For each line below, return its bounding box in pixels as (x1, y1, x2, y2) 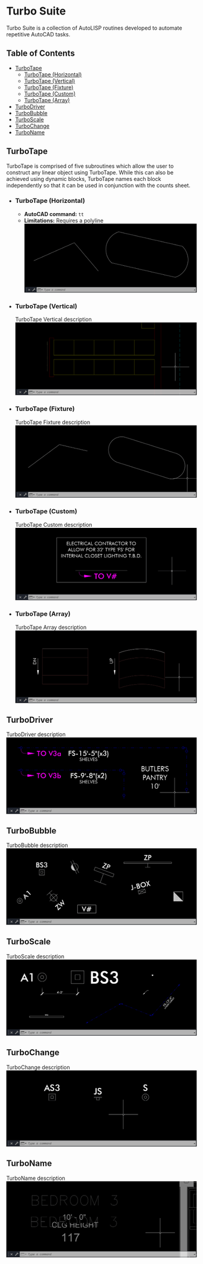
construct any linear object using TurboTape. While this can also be (6, 168, 174, 176)
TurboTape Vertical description (14, 316, 92, 323)
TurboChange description (6, 1064, 71, 1071)
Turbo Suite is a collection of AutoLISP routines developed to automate (6, 24, 182, 31)
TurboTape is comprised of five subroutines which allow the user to (6, 162, 174, 170)
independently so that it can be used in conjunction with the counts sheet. (6, 182, 191, 189)
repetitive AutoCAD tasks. (6, 30, 71, 38)
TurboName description (6, 1174, 65, 1182)
